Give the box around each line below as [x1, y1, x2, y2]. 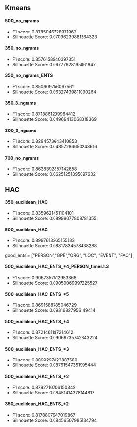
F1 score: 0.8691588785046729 [12, 302, 77, 308]
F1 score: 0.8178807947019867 [12, 412, 76, 418]
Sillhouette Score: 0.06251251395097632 [12, 171, 96, 177]
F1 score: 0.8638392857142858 [12, 166, 77, 172]
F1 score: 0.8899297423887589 [12, 357, 78, 363]
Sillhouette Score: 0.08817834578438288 [12, 243, 97, 249]
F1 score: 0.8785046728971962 [12, 29, 77, 34]
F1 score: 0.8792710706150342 [12, 384, 76, 391]
